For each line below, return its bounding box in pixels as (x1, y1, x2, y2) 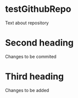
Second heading (5, 37, 74, 49)
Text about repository (5, 20, 49, 26)
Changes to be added (5, 87, 49, 93)
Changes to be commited (5, 53, 57, 59)
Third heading (5, 71, 64, 82)
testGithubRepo (5, 3, 72, 15)
